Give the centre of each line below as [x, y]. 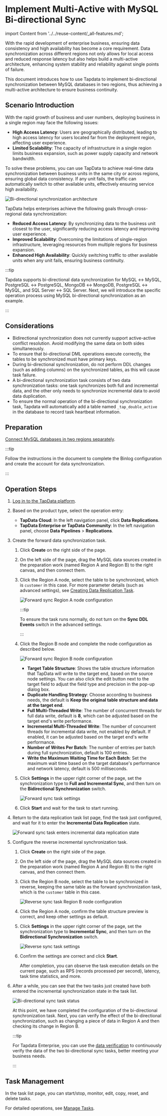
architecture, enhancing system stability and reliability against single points [82, 64]
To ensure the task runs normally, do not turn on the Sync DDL [84, 619]
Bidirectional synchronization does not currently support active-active [84, 338]
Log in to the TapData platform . [44, 501]
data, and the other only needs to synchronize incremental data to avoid [86, 390]
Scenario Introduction [40, 105]
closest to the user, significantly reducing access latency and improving [86, 228]
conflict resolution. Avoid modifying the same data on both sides [78, 343]
